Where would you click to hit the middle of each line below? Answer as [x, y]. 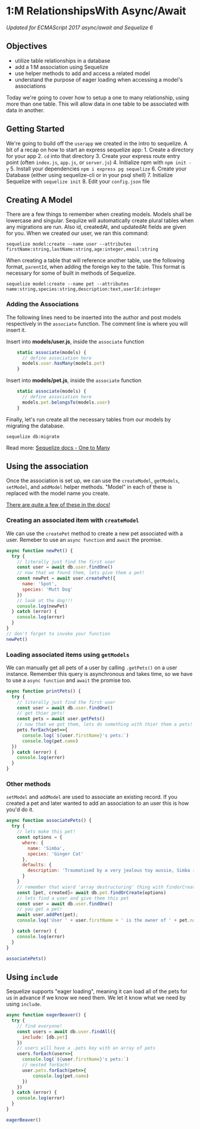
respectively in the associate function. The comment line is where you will [97, 324]
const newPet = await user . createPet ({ [66, 579]
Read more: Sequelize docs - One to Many [58, 448]
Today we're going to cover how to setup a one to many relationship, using [98, 97]
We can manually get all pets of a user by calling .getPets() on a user [92, 667]
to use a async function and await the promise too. [69, 680]
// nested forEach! [46, 1065]
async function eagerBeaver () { [46, 1015]
